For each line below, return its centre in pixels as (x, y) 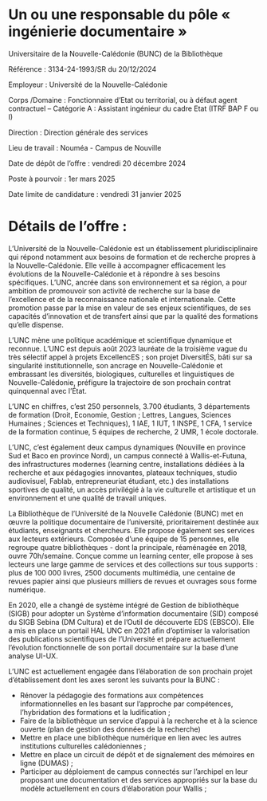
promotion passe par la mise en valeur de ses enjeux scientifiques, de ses (130, 308)
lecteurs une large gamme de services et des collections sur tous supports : (133, 564)
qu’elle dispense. (36, 324)
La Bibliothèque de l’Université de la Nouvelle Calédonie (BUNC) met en (126, 513)
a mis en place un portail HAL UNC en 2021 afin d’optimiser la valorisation (129, 630)
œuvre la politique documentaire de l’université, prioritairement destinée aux (133, 522)
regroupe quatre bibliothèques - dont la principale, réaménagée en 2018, (128, 547)
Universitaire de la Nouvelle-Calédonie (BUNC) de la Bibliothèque (116, 53)
